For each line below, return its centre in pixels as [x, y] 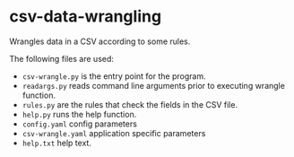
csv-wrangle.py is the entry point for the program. [114, 76]
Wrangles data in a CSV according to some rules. [100, 41]
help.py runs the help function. [79, 114]
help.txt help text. [57, 143]
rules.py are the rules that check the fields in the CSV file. [130, 104]
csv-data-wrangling [86, 17]
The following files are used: [62, 58]
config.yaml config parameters [79, 124]
